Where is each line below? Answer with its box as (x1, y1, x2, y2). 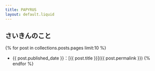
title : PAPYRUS (5, 7, 37, 12)
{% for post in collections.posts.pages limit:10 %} (5, 45, 106, 51)
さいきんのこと (5, 31, 51, 40)
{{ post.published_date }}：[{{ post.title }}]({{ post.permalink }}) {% (12, 55, 151, 61)
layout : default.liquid (5, 12, 55, 17)
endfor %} (12, 61, 34, 67)
